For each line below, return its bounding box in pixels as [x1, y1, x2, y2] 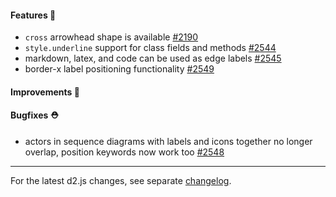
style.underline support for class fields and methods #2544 [24, 42, 277, 54]
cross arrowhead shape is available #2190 [24, 31, 199, 43]
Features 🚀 [10, 9, 57, 21]
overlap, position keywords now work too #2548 [24, 146, 225, 158]
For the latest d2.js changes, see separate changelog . [10, 175, 232, 186]
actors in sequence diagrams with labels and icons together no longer [24, 136, 313, 147]
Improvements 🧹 [10, 86, 80, 98]
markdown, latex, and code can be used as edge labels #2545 [24, 52, 282, 65]
